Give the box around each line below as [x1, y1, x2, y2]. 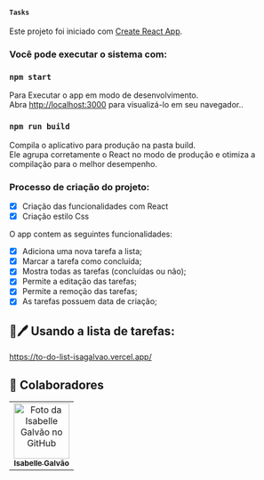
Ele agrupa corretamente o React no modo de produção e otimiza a [9, 148, 256, 160]
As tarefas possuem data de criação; [21, 296, 157, 307]
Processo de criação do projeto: [9, 180, 150, 193]
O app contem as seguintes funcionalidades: [9, 228, 173, 240]
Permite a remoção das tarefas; [21, 286, 138, 297]
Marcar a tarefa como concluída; [21, 256, 142, 267]
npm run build [9, 122, 70, 132]
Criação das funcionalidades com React [21, 201, 169, 212]
